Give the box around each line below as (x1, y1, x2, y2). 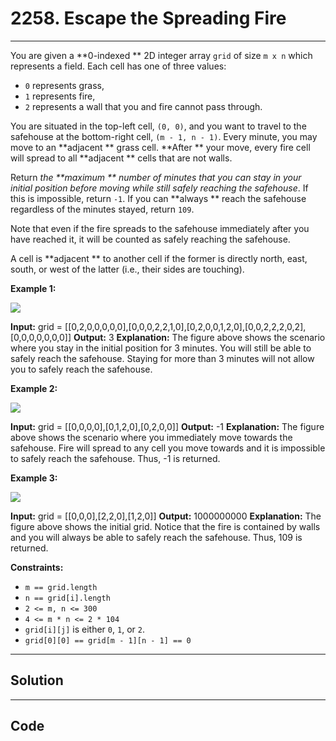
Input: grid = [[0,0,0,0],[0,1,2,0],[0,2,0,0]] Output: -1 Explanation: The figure (10, 420, 325, 432)
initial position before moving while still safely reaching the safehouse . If (10, 182, 309, 194)
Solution (10, 672, 64, 689)
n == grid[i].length (24, 593, 111, 603)
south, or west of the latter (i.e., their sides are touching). (10, 263, 245, 275)
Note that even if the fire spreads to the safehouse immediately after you (10, 222, 310, 234)
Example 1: (10, 282, 57, 294)
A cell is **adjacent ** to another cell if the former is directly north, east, (10, 252, 308, 264)
